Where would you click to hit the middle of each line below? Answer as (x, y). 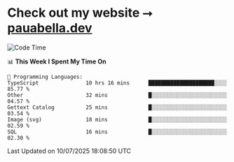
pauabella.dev (50, 28)
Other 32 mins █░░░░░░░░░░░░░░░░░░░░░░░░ (117, 95)
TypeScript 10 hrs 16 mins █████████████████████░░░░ (117, 83)
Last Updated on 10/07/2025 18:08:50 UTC (69, 151)
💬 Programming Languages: (45, 77)
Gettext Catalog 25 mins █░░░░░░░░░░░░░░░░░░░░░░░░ (117, 107)
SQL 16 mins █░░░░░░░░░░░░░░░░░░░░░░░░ (117, 132)
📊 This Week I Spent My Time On (57, 61)
